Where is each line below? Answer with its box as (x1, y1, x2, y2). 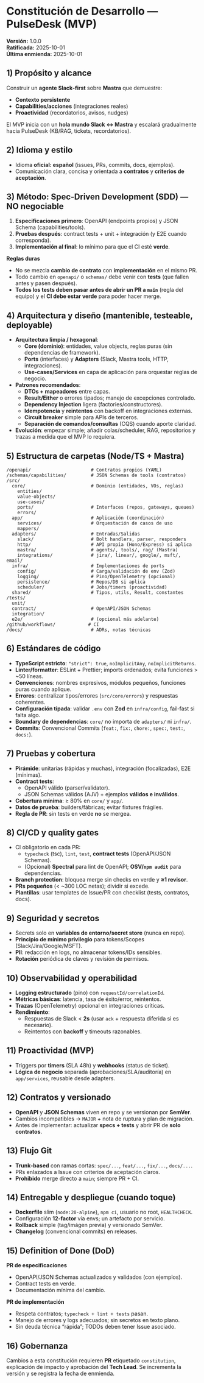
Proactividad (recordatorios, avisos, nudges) (15, 108, 129, 116)
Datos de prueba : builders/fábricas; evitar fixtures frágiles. (15, 803, 163, 811)
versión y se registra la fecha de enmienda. (6, 1370, 114, 1377)
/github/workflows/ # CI (6, 621, 99, 628)
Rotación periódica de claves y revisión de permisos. (15, 955, 149, 963)
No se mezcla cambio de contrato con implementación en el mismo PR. (15, 267, 198, 274)
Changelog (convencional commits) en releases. (15, 1228, 138, 1235)
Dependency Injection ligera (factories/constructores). (24, 401, 163, 408)
